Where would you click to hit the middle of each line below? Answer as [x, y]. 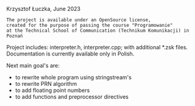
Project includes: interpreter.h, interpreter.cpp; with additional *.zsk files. [97, 47]
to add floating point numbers [52, 90]
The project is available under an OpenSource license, [79, 20]
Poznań [15, 36]
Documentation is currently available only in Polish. [70, 54]
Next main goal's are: [33, 65]
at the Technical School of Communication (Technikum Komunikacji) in [98, 30]
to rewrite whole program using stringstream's [73, 77]
